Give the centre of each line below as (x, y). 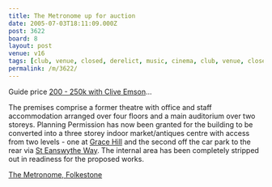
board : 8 (23, 38)
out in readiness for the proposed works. (76, 159)
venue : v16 (27, 53)
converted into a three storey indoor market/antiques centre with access (129, 133)
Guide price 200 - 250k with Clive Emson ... (80, 91)
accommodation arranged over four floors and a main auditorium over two (132, 116)
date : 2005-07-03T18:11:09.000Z (63, 23)
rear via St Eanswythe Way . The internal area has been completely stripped (134, 150)
